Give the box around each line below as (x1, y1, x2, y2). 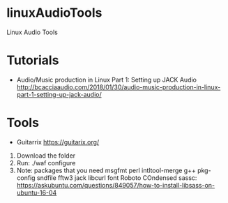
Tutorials (6, 52, 59, 68)
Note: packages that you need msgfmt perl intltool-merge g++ (16, 166, 196, 174)
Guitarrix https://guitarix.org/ (16, 137, 100, 146)
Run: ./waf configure (16, 158, 76, 167)
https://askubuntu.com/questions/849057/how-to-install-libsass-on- (16, 181, 215, 189)
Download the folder (16, 151, 76, 160)
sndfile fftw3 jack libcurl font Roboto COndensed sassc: (36, 173, 197, 182)
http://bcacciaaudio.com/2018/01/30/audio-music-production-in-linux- (16, 82, 221, 91)
